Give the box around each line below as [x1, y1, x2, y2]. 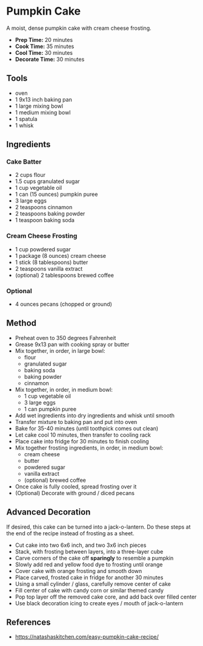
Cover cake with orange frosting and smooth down [15, 567, 142, 574]
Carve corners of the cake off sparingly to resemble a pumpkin [15, 554, 174, 561]
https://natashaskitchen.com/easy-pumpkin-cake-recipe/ [15, 633, 159, 641]
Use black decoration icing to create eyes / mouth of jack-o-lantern [15, 599, 184, 606]
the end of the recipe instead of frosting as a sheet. [6, 529, 135, 537]
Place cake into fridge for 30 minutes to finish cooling [15, 437, 150, 445]
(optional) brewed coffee [24, 476, 86, 484]
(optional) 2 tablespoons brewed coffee [15, 271, 114, 279]
